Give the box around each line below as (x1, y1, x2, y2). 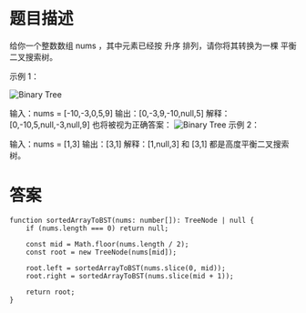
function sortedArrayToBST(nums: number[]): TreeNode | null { (9, 216, 255, 225)
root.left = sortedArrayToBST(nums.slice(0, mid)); (25, 263, 226, 273)
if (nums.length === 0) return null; (25, 224, 169, 233)
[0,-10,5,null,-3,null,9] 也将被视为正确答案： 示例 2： (9, 119, 260, 130)
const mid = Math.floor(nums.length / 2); (25, 239, 189, 248)
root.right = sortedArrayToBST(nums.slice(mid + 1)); (25, 271, 234, 280)
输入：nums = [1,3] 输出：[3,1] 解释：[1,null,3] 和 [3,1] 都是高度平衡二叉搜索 (9, 138, 290, 149)
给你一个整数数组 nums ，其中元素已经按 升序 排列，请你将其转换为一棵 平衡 (9, 40, 297, 51)
